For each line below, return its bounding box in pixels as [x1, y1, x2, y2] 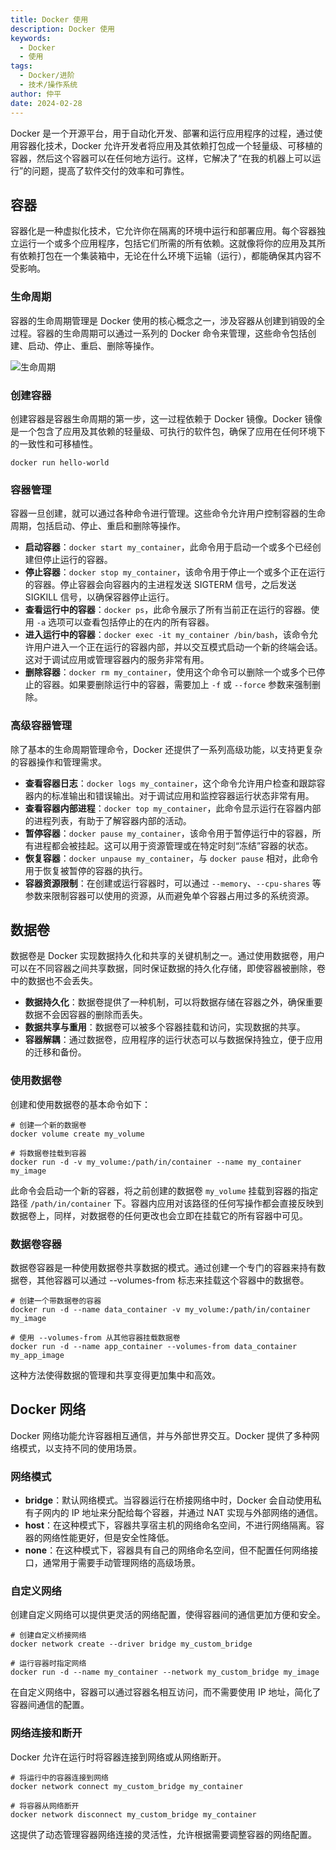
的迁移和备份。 [24, 1046, 87, 1058]
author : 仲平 [10, 89, 62, 99]
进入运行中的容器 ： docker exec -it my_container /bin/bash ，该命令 [24, 629, 310, 641]
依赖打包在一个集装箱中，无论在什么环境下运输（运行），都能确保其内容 [18, 250, 313, 262]
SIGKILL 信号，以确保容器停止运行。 [24, 591, 175, 603]
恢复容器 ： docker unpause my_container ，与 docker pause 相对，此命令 [24, 852, 319, 864]
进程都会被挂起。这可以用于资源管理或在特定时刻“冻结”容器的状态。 [33, 839, 314, 851]
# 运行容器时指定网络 [10, 1659, 87, 1669]
